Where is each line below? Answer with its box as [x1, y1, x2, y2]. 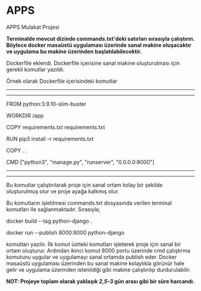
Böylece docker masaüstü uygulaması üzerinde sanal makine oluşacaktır [6, 41, 191, 49]
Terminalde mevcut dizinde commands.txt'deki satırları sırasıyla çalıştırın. [6, 35, 195, 42]
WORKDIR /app [6, 112, 44, 119]
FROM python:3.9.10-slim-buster [6, 100, 87, 107]
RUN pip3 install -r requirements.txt [6, 135, 94, 142]
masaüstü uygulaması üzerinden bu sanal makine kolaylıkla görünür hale [6, 259, 185, 267]
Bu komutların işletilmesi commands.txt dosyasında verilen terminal [6, 199, 172, 206]
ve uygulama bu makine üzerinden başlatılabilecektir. [6, 47, 142, 55]
